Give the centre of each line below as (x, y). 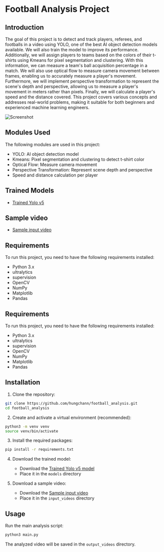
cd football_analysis (27, 408)
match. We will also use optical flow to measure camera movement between (82, 71)
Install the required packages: (42, 440)
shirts (11, 60)
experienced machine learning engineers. (47, 107)
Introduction (25, 27)
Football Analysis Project (57, 9)
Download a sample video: (39, 483)
